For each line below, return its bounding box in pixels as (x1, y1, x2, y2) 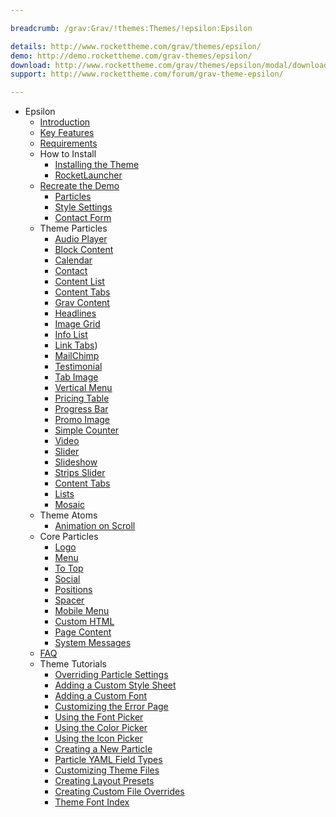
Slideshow (54, 456, 98, 468)
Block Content (54, 244, 114, 256)
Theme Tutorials (39, 658, 107, 670)
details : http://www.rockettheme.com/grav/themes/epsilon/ (10, 41, 262, 51)
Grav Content (54, 297, 110, 309)
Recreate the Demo (39, 180, 120, 192)
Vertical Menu (54, 382, 113, 394)
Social (54, 573, 81, 585)
